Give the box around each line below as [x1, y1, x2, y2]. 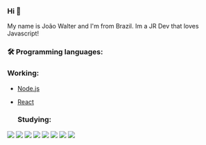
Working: [7, 69, 40, 78]
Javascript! [7, 29, 40, 37]
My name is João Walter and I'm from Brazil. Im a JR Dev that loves [7, 22, 199, 31]
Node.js [17, 84, 40, 92]
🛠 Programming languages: [7, 47, 103, 57]
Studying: [17, 114, 52, 124]
